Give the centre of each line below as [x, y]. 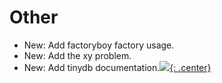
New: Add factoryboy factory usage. [99, 45]
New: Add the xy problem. [77, 55]
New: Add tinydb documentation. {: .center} [117, 67]
